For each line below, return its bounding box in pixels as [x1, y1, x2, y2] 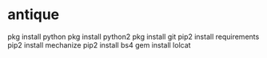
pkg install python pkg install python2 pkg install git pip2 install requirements [7, 32, 260, 41]
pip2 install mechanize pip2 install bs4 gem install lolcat [7, 40, 191, 49]
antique [7, 6, 60, 24]
